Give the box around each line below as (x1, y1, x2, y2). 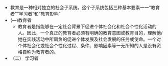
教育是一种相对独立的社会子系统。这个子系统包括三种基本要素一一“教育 (10, 5, 160, 10)
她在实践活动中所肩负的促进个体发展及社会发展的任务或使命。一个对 (17, 36, 161, 42)
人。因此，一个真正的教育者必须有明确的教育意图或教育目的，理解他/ (17, 30, 163, 36)
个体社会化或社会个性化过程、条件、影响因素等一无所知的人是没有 (17, 43, 157, 48)
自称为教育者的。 (22, 49, 59, 55)
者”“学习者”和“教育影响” (10, 11, 61, 17)
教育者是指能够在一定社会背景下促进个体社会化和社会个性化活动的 (17, 23, 157, 29)
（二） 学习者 (10, 55, 39, 61)
